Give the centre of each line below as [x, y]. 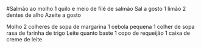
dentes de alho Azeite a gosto [44, 15]
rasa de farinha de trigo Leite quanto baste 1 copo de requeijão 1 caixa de [98, 33]
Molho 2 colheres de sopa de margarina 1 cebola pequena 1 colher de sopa [100, 27]
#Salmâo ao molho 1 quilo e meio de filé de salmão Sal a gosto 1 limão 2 [96, 9]
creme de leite [24, 39]
